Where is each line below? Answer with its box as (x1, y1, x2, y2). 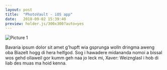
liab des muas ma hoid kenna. (5, 60, 67, 66)
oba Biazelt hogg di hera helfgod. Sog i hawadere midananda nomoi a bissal (5, 50, 162, 56)
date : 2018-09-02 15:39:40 (5, 16, 66, 21)
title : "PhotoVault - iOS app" (5, 12, 73, 17)
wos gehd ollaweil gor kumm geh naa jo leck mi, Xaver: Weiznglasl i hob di (5, 55, 159, 61)
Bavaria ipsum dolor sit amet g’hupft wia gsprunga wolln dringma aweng (5, 44, 154, 50)
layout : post (5, 7, 33, 12)
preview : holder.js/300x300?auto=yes (5, 21, 84, 26)
